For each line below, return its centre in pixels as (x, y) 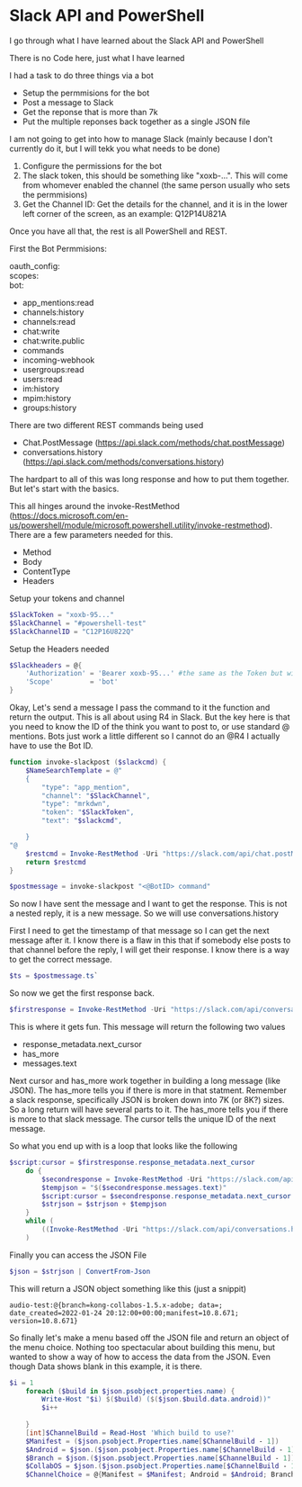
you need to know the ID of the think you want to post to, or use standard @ (150, 727)
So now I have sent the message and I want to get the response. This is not (148, 904)
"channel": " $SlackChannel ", (96, 796)
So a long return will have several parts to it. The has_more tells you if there (149, 1110)
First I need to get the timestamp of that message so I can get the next (139, 931)
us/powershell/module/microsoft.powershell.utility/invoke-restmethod (138, 525)
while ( (40, 1221)
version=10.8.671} (44, 1321)
